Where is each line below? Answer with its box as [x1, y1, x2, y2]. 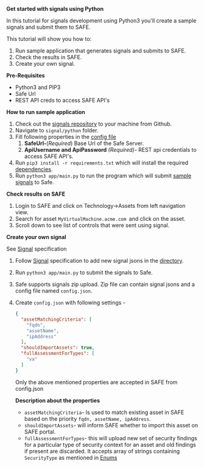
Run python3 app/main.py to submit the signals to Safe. [15, 269, 153, 276]
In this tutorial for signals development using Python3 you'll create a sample [6, 17, 197, 24]
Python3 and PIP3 [15, 84, 61, 91]
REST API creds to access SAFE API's [15, 97, 110, 104]
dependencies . [15, 166, 53, 173]
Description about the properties [15, 396, 100, 404]
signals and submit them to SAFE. [6, 24, 91, 30]
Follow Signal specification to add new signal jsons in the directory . [15, 257, 184, 264]
